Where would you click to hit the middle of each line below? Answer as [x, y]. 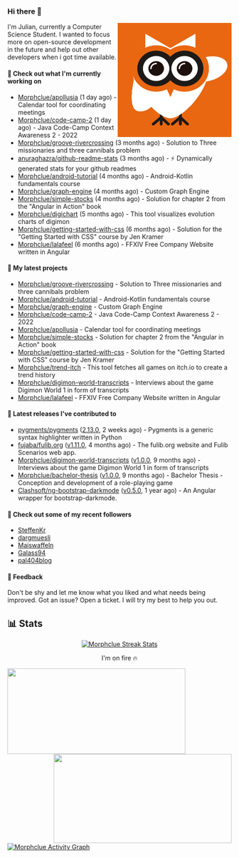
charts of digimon [43, 221]
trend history [36, 374]
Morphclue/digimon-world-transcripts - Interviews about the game [116, 382]
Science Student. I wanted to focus [59, 34]
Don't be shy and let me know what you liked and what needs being [107, 593]
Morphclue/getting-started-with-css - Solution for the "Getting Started [121, 352]
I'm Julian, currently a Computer [54, 27]
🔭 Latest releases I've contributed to [62, 414]
